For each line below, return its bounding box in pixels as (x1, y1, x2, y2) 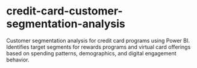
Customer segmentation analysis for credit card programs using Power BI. (6, 37, 190, 44)
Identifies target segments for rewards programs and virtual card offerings (6, 43, 191, 51)
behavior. (6, 56, 30, 63)
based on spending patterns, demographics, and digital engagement (6, 49, 177, 57)
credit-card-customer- (6, 4, 123, 18)
